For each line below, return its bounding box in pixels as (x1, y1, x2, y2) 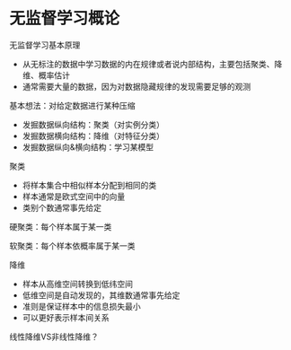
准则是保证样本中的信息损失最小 (22, 301, 141, 311)
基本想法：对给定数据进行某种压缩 (9, 100, 136, 110)
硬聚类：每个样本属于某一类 (9, 221, 112, 232)
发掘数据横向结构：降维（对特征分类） (22, 130, 164, 141)
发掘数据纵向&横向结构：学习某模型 (22, 141, 154, 153)
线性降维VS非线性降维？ (9, 331, 99, 342)
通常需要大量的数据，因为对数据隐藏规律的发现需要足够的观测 (22, 81, 251, 92)
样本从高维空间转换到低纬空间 (22, 278, 133, 289)
